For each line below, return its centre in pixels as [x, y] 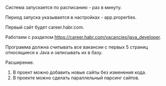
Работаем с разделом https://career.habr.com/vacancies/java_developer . [84, 37]
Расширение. [20, 62]
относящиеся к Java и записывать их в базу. [54, 52]
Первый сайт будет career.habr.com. [45, 27]
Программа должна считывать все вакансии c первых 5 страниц [77, 47]
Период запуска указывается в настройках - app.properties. [71, 17]
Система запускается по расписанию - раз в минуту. [64, 7]
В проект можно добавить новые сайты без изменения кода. [79, 72]
